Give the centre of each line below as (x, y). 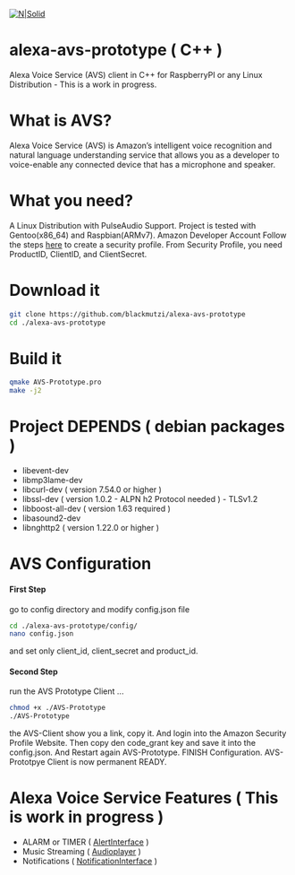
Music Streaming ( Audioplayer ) (81, 852)
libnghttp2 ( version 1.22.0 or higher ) (90, 528)
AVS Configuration (80, 564)
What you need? (72, 201)
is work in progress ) (87, 817)
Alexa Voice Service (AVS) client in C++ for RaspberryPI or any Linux (136, 74)
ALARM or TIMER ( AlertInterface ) (85, 842)
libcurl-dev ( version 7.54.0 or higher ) (92, 489)
